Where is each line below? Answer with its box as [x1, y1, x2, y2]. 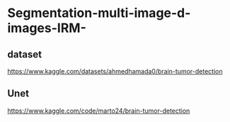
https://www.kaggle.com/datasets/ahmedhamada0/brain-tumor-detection [7, 67, 223, 75]
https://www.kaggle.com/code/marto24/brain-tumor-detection [7, 106, 190, 115]
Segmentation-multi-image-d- [7, 5, 191, 21]
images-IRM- [7, 20, 86, 36]
